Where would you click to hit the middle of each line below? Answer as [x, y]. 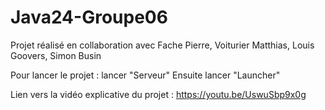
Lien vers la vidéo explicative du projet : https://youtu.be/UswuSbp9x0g [158, 94]
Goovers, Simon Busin [56, 55]
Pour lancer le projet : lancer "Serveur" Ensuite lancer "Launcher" [145, 75]
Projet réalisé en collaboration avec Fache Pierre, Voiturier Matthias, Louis [162, 45]
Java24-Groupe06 [89, 17]
